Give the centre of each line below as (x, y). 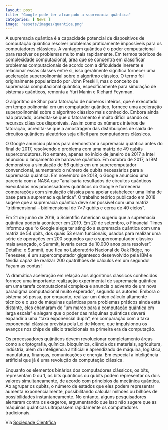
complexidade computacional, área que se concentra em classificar (75, 60)
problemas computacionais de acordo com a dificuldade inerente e (74, 65)
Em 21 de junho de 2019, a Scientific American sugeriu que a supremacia (80, 218)
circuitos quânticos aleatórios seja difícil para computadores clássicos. (78, 134)
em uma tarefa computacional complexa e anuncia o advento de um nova (81, 286)
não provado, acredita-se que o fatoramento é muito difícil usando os (77, 118)
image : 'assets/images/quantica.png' (45, 24)
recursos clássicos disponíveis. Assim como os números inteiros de (75, 123)
